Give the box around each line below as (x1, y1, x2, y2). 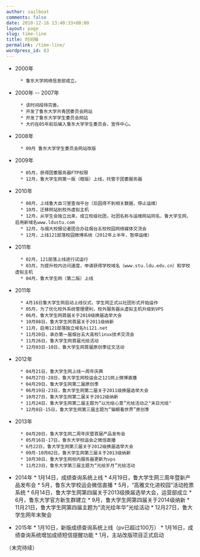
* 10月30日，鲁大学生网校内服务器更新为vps (20, 456, 116, 462)
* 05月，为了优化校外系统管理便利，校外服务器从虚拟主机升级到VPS (20, 306, 164, 312)
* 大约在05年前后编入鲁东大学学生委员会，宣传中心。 (20, 121, 134, 127)
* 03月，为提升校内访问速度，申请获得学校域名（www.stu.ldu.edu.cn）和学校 (20, 262, 190, 269)
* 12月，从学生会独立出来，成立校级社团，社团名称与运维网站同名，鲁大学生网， (20, 213, 191, 219)
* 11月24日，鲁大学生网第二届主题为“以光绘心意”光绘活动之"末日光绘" (20, 400, 172, 406)
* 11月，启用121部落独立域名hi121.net (20, 325, 108, 331)
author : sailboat (6, 8, 50, 15)
